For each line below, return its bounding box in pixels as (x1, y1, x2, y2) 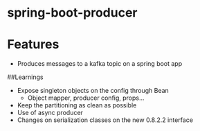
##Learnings (7, 73, 44, 81)
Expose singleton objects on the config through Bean (17, 87, 170, 95)
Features (7, 37, 60, 53)
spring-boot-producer (7, 5, 138, 21)
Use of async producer (17, 109, 83, 117)
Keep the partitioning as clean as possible (17, 101, 137, 110)
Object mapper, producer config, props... (27, 94, 145, 102)
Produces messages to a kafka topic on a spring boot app (17, 60, 183, 68)
